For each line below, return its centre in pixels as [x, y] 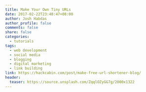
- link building [26, 69]
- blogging [21, 59]
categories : [17, 37]
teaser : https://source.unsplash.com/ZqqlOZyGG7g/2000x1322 [72, 82]
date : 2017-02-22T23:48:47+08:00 [39, 14]
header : [13, 77]
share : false [18, 32]
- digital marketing [30, 64]
